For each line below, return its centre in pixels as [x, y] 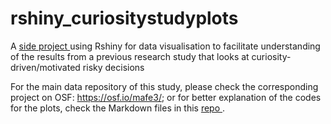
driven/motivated [45, 67]
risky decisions [113, 67]
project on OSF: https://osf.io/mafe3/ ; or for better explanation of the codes [166, 97]
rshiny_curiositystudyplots [124, 18]
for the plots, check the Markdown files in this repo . [118, 108]
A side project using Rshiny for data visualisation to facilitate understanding [165, 46]
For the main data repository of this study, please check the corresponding [164, 86]
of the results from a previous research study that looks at [130, 56]
